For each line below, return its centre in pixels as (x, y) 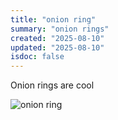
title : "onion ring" (53, 19)
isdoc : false (37, 57)
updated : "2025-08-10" (57, 47)
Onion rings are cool (52, 85)
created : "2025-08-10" (57, 38)
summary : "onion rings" (60, 29)
